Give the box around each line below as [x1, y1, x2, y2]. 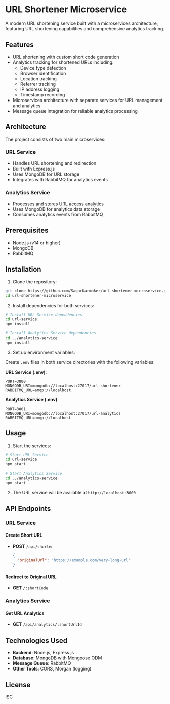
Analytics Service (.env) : [5, 396, 59, 403]
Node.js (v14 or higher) [12, 240, 61, 246]
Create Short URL [5, 532, 43, 538]
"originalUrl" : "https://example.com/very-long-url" [17, 558, 131, 563]
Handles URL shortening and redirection [12, 160, 97, 166]
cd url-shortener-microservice [5, 293, 71, 298]
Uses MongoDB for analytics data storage [12, 206, 100, 212]
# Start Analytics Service [5, 471, 62, 476]
